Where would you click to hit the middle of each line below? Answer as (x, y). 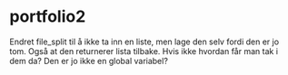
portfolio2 (48, 17)
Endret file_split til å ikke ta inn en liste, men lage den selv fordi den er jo (144, 42)
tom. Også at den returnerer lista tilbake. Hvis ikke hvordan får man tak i (144, 51)
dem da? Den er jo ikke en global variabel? (89, 61)
